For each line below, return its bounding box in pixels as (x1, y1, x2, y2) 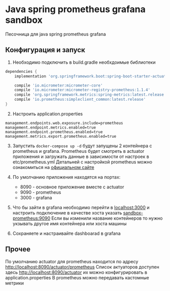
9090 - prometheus (20, 189, 62, 195)
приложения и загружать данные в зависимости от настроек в (12, 153, 149, 159)
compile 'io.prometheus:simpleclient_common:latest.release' (14, 97, 146, 102)
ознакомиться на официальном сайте (12, 164, 95, 170)
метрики (5, 280, 24, 286)
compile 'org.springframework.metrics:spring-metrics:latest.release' (14, 92, 166, 97)
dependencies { (5, 69, 37, 74)
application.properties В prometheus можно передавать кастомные (5, 274, 149, 280)
